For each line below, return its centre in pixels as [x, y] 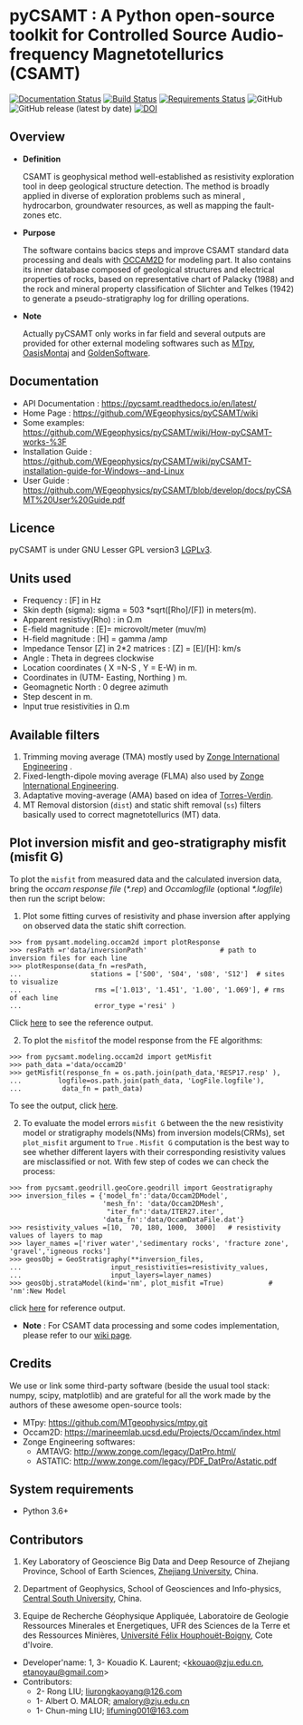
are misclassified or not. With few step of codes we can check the [146, 1161]
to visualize [34, 982]
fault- [265, 205]
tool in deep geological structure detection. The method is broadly [146, 186]
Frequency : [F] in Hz [62, 601]
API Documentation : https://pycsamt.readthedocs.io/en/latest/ [139, 403]
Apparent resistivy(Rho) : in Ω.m [82, 620]
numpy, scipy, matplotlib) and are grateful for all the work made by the [140, 1395]
